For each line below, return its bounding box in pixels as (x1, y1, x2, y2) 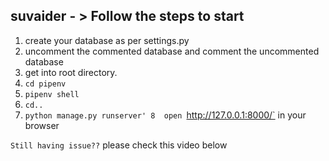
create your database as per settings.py (24, 34, 190, 46)
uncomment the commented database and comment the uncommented (24, 45, 320, 57)
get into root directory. (24, 66, 118, 78)
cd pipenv (24, 79, 67, 89)
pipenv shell (24, 89, 80, 99)
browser (24, 119, 60, 131)
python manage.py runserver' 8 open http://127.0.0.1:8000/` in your (24, 109, 307, 121)
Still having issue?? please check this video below (10, 139, 228, 151)
